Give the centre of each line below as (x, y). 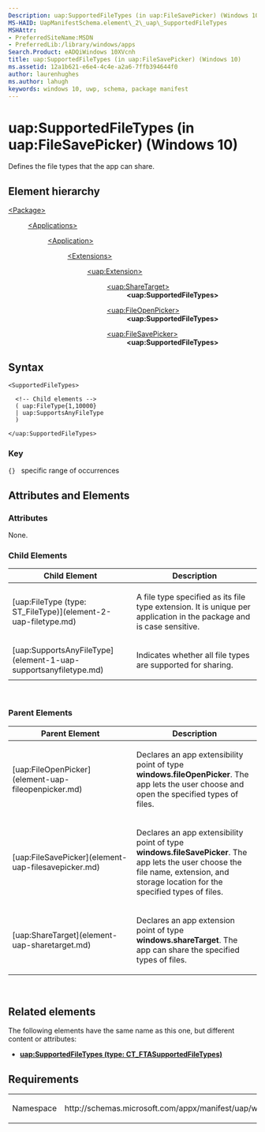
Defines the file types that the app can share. (82, 166)
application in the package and (194, 617)
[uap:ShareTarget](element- (65, 935)
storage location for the (180, 882)
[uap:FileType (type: (49, 602)
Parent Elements (40, 713)
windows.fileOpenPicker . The (193, 774)
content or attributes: (43, 1039)
